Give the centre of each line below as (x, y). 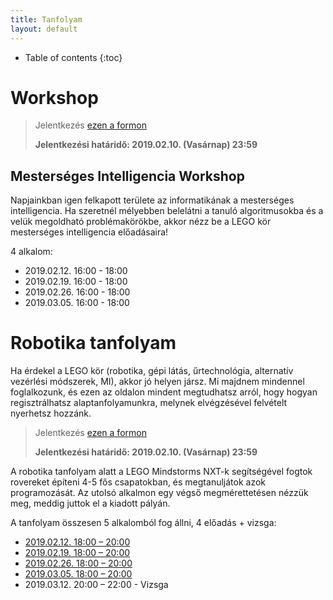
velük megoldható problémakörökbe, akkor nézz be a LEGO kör (141, 222)
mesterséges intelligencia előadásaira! (89, 232)
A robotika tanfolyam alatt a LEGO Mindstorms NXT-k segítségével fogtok (161, 472)
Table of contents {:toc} (73, 57)
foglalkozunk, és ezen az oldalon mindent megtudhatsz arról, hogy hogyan (164, 392)
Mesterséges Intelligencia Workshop (127, 176)
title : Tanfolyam (46, 19)
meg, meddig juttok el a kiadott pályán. (90, 503)
